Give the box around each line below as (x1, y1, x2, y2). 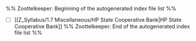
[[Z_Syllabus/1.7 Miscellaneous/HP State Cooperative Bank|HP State (14, 16, 182, 23)
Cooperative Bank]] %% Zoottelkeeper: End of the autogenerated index (14, 23, 190, 30)
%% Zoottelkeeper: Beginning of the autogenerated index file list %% (5, 5, 177, 12)
